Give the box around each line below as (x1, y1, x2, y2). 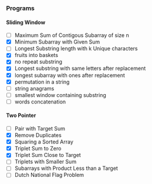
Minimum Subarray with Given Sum (14, 38, 100, 45)
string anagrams (14, 85, 55, 92)
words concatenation (14, 98, 66, 105)
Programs (6, 4, 35, 12)
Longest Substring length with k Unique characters (14, 45, 138, 52)
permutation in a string (14, 78, 70, 85)
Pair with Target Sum (14, 125, 66, 132)
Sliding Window (6, 19, 46, 26)
